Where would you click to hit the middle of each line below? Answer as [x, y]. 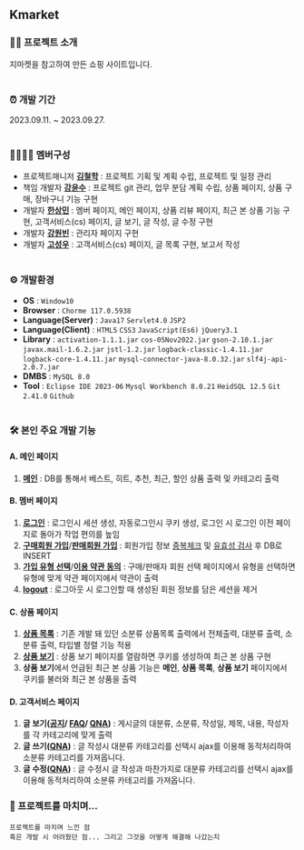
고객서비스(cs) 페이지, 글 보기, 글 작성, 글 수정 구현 [124, 222]
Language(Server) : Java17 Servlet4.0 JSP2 [104, 320]
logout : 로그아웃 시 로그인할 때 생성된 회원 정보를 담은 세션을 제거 [140, 589]
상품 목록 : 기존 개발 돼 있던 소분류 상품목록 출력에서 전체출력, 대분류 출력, [152, 634]
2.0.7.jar [41, 367]
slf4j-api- [267, 359]
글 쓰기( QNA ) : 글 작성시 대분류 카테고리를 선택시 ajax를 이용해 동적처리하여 [157, 746]
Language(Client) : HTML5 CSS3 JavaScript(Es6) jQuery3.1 [130, 329]
